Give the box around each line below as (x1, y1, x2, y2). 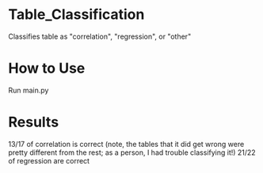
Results (8, 113, 59, 131)
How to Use (8, 59, 86, 77)
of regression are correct (8, 156, 90, 165)
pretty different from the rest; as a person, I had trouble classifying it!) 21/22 (8, 148, 256, 157)
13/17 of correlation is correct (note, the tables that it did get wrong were (8, 139, 245, 149)
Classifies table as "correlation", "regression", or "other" (8, 32, 192, 41)
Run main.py (8, 85, 49, 95)
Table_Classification (8, 6, 145, 24)
